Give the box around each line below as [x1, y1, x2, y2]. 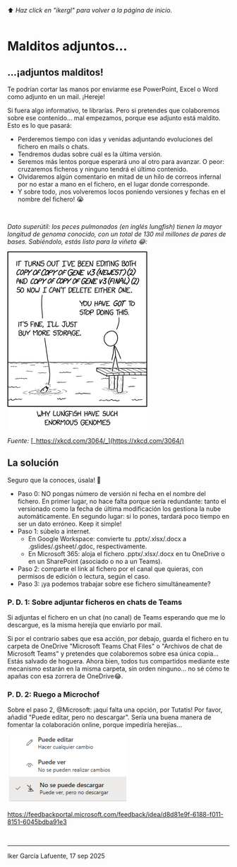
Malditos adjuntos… [7, 38, 128, 54]
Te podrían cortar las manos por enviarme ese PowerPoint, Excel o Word [7, 85, 219, 93]
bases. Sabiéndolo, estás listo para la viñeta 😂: [7, 237, 148, 246]
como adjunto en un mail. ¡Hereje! [7, 93, 106, 101]
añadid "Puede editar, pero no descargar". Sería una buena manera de [7, 713, 212, 721]
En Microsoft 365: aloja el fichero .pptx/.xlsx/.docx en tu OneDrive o [28, 549, 226, 558]
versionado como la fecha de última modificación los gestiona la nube [17, 505, 221, 513]
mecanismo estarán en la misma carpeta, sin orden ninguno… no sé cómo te [7, 664, 230, 673]
